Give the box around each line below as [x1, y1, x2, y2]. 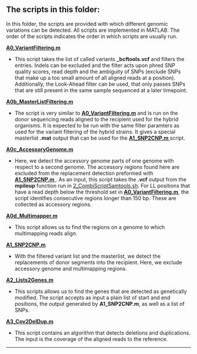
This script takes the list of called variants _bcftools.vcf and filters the [14, 55, 185, 62]
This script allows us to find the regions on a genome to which [14, 223, 165, 231]
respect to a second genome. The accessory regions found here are [14, 163, 180, 170]
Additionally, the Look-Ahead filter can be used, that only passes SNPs [14, 80, 186, 87]
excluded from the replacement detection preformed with [14, 170, 154, 177]
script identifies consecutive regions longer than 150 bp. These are [14, 194, 176, 201]
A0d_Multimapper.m [6, 212, 57, 219]
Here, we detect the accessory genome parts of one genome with [14, 157, 174, 164]
